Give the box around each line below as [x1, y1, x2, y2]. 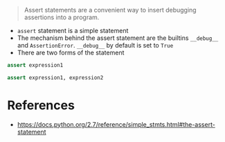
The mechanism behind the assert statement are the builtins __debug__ [17, 34, 219, 42]
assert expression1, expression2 [7, 74, 104, 81]
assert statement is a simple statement [17, 27, 129, 34]
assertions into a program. [24, 13, 100, 21]
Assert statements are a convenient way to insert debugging [24, 6, 197, 14]
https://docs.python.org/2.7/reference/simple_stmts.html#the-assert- [17, 120, 216, 128]
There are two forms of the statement [17, 48, 125, 57]
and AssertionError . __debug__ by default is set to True [17, 41, 174, 49]
